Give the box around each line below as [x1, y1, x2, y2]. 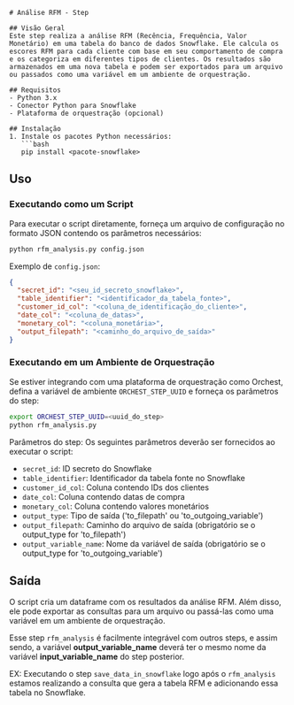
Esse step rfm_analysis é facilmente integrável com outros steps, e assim [9, 632, 278, 643]
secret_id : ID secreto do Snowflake [21, 463, 152, 473]
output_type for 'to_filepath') [21, 529, 127, 540]
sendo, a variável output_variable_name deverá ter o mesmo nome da [9, 642, 267, 653]
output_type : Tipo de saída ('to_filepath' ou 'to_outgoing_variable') [21, 510, 264, 521]
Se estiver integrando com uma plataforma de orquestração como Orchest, [9, 376, 283, 387]
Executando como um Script [9, 198, 134, 211]
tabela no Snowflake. [9, 687, 86, 698]
